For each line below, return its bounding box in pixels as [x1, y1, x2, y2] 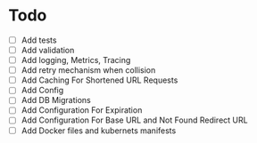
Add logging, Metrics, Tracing [21, 55, 131, 66]
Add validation [21, 45, 75, 55]
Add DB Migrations [21, 95, 91, 106]
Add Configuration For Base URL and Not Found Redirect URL [21, 115, 248, 125]
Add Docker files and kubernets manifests [21, 125, 177, 136]
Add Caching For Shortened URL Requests [21, 75, 178, 85]
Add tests [21, 35, 57, 45]
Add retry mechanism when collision [21, 65, 156, 75]
